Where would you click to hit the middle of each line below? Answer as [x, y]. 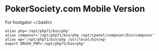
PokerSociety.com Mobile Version [75, 9]
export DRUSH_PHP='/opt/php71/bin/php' [45, 44]
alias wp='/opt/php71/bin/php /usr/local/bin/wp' [56, 39]
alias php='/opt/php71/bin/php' [38, 31]
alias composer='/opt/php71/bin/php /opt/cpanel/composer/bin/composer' [80, 35]
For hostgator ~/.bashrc [29, 22]
